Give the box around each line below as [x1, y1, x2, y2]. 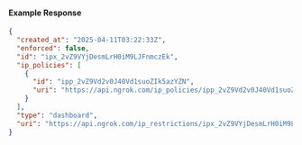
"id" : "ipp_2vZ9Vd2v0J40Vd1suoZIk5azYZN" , [32, 77, 195, 86]
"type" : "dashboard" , [16, 111, 98, 120]
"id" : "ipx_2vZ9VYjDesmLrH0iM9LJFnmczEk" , [16, 52, 178, 61]
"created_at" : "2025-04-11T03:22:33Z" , [16, 36, 167, 45]
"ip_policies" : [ [16, 60, 82, 69]
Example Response [8, 7, 82, 18]
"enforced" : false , [16, 43, 90, 53]
